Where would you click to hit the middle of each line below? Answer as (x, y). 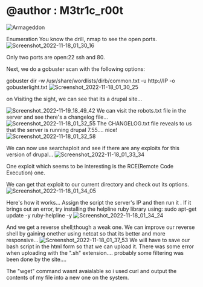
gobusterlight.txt (27, 87)
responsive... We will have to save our (98, 240)
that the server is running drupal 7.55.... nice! (62, 130)
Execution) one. (26, 173)
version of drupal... (30, 154)
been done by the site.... (37, 259)
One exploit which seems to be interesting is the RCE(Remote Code (90, 166)
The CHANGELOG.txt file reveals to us (144, 123)
